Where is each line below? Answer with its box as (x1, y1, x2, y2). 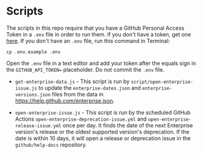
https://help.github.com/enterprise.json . (15, 97, 115, 104)
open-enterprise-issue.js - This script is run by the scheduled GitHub (15, 109, 191, 116)
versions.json (15, 92, 51, 98)
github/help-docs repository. (15, 141, 87, 148)
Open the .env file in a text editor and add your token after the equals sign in (6, 59, 197, 67)
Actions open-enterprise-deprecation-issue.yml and (15, 115, 147, 122)
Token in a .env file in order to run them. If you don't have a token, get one (6, 30, 192, 38)
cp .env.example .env (6, 49, 61, 55)
